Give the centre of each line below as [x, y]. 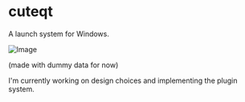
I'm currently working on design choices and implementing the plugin [123, 80]
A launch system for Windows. [59, 34]
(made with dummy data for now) [63, 65]
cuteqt [31, 12]
